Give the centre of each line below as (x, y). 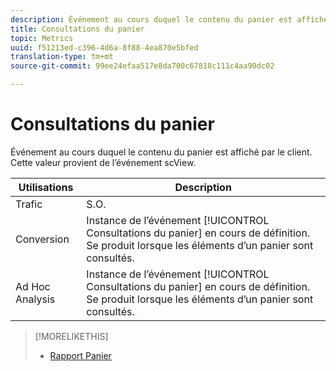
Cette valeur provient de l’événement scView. (103, 162)
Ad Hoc (33, 286)
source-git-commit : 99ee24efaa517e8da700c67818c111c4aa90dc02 (142, 66)
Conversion (42, 239)
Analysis (35, 299)
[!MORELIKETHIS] (71, 336)
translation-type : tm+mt (62, 57)
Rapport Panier (80, 355)
